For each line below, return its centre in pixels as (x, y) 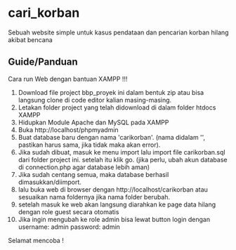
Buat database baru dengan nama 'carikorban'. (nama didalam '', (112, 137)
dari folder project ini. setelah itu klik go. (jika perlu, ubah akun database (123, 159)
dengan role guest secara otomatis (68, 211)
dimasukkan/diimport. (50, 182)
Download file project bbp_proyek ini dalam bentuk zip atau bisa (111, 92)
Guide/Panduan (43, 62)
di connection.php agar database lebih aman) (84, 167)
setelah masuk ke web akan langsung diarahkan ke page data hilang (117, 204)
